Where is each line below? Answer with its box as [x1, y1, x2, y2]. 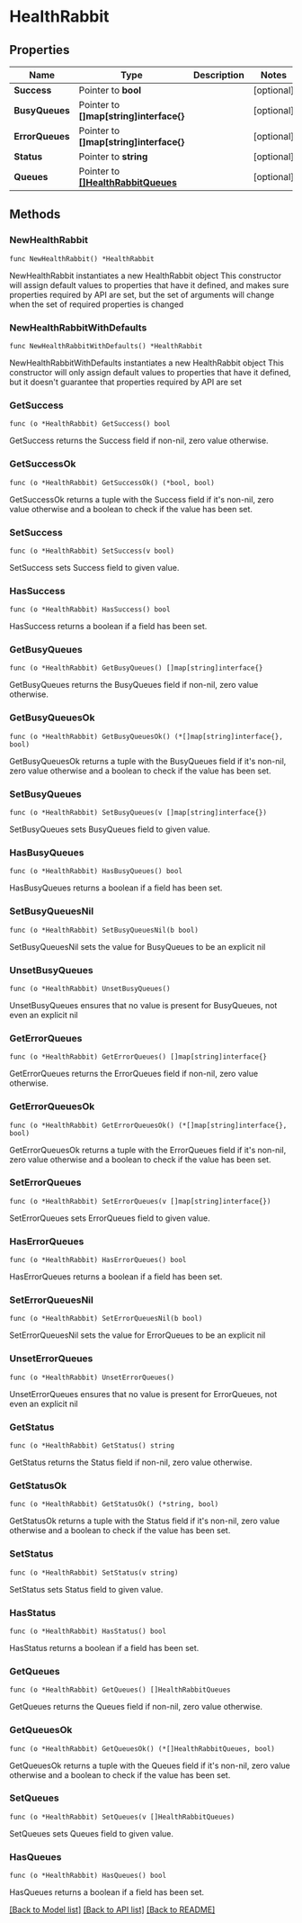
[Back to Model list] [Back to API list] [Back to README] [9, 1904, 216, 1915]
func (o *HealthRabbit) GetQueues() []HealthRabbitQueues [9, 1685, 231, 1694]
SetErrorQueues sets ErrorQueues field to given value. [9, 1213, 210, 1223]
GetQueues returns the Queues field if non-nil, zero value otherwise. [9, 1702, 263, 1712]
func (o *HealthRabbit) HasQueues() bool [9, 1871, 167, 1881]
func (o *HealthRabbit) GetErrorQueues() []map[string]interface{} [9, 1052, 268, 1061]
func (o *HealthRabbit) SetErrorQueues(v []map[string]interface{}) [9, 1196, 271, 1205]
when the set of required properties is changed [9, 299, 184, 310]
